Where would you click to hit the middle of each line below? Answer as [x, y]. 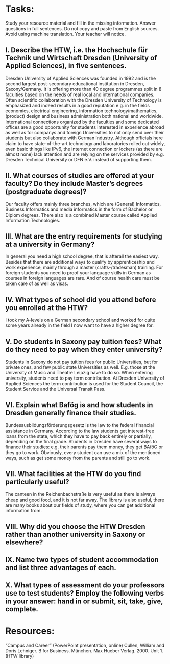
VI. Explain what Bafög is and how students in [79, 405]
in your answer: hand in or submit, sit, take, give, [84, 601]
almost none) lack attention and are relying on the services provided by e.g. [85, 154]
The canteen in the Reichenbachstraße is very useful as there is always [80, 494]
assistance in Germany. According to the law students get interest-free [80, 431]
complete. [22, 609]
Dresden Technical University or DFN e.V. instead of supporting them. [79, 159]
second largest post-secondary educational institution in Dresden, [75, 84]
